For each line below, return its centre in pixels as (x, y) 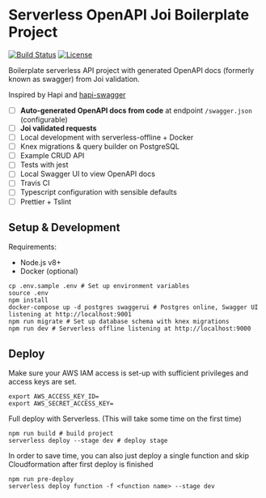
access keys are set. (42, 382)
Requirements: (32, 247)
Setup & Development (64, 228)
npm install (28, 301)
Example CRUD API (52, 156)
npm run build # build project (61, 434)
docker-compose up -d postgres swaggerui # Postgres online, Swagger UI (133, 307)
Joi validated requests (58, 128)
